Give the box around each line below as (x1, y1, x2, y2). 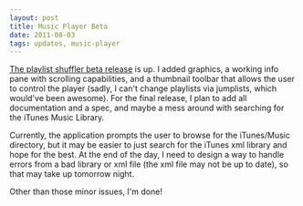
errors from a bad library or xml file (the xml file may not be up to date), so (9, 159, 289, 170)
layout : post (9, 13, 59, 23)
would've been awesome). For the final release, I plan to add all (9, 93, 247, 104)
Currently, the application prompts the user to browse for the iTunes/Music (9, 129, 290, 141)
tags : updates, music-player (9, 38, 120, 48)
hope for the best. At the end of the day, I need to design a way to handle (9, 149, 285, 160)
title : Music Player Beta (9, 22, 108, 31)
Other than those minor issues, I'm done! (9, 186, 162, 197)
